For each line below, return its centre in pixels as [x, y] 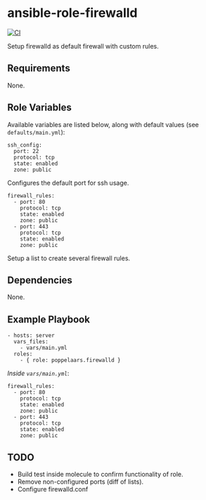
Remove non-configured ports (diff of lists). [81, 482]
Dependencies [40, 280]
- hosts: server [31, 336]
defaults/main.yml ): [36, 132]
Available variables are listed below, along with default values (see [103, 124]
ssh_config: [25, 145]
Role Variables [39, 108]
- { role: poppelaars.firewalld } [70, 360]
